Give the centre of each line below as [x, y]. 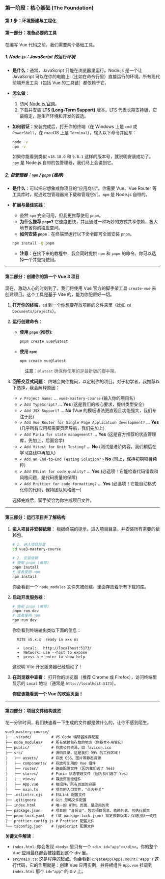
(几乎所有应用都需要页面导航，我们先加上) [62, 428]
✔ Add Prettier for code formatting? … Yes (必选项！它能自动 [84, 484]
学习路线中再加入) [38, 453]
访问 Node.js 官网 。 [39, 103]
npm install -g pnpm [33, 243]
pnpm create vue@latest [44, 342]
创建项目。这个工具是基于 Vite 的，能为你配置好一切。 [60, 294]
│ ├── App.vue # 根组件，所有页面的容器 [51, 784]
